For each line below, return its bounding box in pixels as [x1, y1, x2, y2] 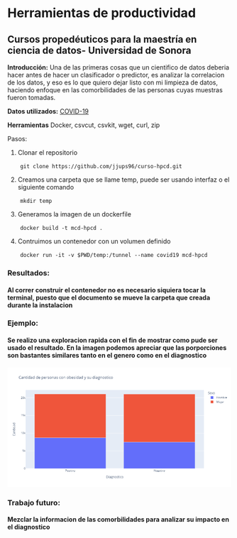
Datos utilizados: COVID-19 [7, 107, 89, 115]
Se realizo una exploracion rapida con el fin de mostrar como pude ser [7, 336, 218, 345]
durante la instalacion [7, 300, 73, 309]
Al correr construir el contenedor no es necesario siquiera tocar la [7, 285, 206, 294]
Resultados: [7, 268, 50, 278]
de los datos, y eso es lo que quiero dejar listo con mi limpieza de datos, [7, 78, 219, 87]
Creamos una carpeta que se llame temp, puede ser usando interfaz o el [17, 175, 230, 184]
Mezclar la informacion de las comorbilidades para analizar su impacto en [7, 515, 229, 524]
